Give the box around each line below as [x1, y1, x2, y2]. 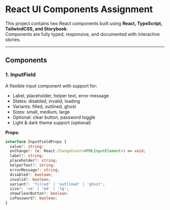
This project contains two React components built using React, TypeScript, [5, 20, 163, 26]
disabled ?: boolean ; [10, 172, 53, 177]
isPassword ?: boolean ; [10, 196, 58, 201]
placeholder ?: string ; [10, 158, 58, 163]
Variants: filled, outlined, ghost [12, 103, 76, 110]
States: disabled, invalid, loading [12, 98, 80, 104]
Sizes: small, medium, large [12, 109, 70, 115]
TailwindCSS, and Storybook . [5, 25, 68, 31]
